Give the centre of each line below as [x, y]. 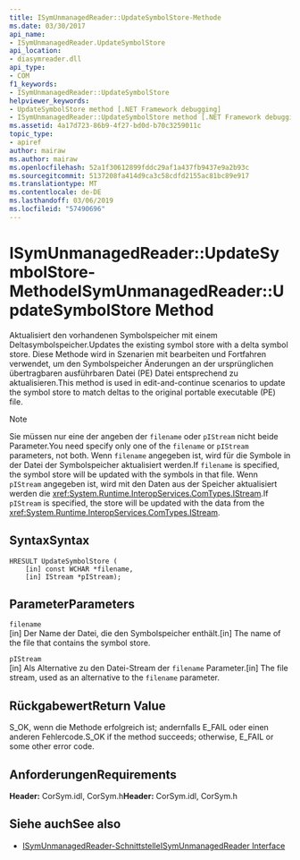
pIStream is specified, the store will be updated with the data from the [137, 503]
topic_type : [31, 134]
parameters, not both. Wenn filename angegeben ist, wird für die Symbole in [150, 455]
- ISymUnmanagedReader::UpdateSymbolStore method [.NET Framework [135, 117]
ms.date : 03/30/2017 [48, 26]
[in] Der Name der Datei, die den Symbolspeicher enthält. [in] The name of [145, 634]
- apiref [25, 142]
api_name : [28, 34]
